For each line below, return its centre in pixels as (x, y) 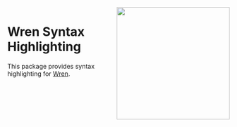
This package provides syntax (51, 66)
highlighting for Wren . (39, 74)
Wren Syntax (46, 32)
